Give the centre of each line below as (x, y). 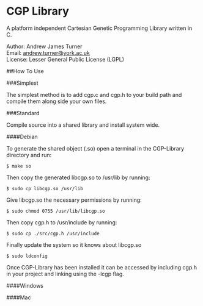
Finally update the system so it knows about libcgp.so (74, 244)
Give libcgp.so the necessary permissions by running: (74, 200)
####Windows (25, 285)
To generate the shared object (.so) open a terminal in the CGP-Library (95, 148)
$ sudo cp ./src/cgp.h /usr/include (53, 233)
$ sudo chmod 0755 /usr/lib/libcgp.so (56, 211)
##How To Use (25, 71)
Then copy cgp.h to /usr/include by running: (62, 222)
